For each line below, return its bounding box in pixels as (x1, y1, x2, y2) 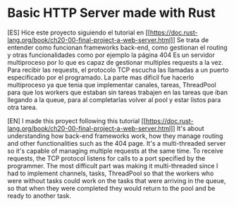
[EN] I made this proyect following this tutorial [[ (7, 116, 147, 125)
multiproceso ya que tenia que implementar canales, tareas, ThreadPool (7, 80, 216, 89)
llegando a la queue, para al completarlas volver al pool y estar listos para (7, 95, 221, 103)
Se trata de (176, 35, 209, 44)
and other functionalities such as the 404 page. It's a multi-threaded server (7, 139, 226, 147)
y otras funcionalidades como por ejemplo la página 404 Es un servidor (7, 51, 216, 59)
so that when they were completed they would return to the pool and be (7, 184, 216, 192)
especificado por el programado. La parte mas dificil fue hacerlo (7, 73, 194, 82)
